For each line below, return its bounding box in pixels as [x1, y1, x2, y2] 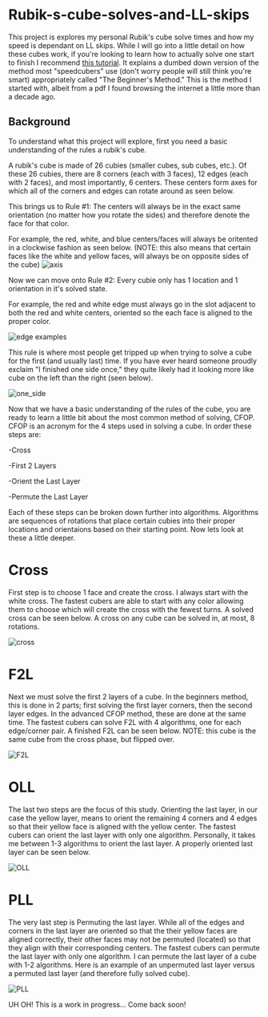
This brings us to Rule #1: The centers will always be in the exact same [8, 201, 242, 211]
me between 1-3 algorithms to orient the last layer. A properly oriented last [8, 838, 254, 848]
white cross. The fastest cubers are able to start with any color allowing [8, 596, 244, 606]
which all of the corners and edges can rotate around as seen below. [8, 186, 234, 196]
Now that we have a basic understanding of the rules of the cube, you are [8, 403, 251, 414]
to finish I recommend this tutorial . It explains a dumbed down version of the [8, 58, 259, 67]
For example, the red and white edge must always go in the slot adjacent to [8, 299, 256, 309]
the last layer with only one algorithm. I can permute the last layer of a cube [8, 951, 258, 961]
